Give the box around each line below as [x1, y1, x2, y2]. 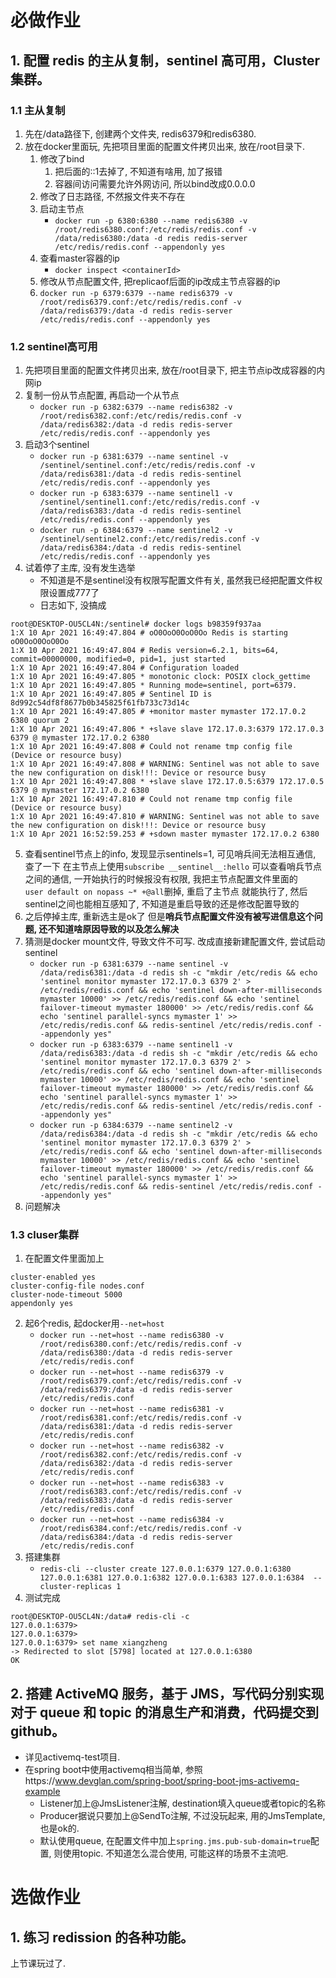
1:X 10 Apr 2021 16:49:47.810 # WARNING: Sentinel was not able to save [10, 812, 320, 822]
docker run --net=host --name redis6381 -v [39, 1404, 225, 1415]
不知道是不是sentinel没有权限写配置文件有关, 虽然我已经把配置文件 [39, 574, 315, 586]
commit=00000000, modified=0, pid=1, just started [10, 654, 226, 665]
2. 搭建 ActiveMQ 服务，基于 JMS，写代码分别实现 [10, 1685, 325, 1702]
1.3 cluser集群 [10, 1228, 80, 1242]
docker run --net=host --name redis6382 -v [39, 1441, 225, 1451]
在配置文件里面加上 [24, 1252, 105, 1265]
